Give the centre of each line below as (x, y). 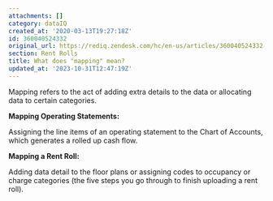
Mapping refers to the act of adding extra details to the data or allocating (130, 92)
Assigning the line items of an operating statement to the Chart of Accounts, (136, 131)
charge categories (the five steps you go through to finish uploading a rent (133, 180)
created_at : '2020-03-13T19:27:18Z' (70, 31)
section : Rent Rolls (43, 53)
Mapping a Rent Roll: (44, 156)
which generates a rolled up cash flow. (73, 140)
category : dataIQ (38, 24)
